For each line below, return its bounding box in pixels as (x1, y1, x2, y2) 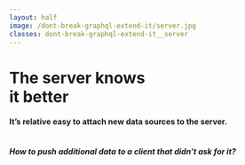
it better (9, 86, 69, 106)
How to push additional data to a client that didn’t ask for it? (9, 145, 237, 156)
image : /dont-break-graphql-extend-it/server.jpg (9, 21, 197, 30)
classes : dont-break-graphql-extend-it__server (9, 29, 189, 38)
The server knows (9, 67, 146, 88)
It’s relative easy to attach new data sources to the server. (9, 116, 228, 127)
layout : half (9, 12, 58, 22)
